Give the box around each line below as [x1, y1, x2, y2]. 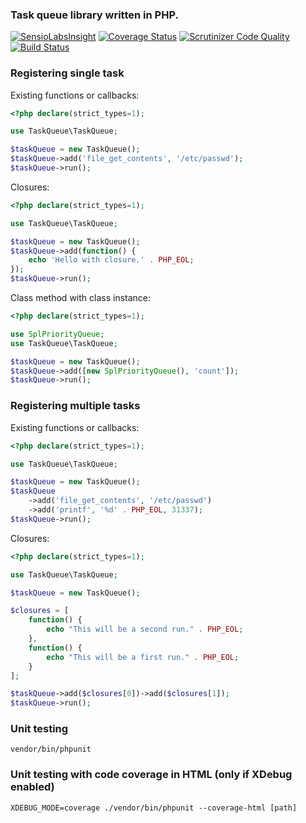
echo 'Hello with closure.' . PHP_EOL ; [28, 255, 195, 265]
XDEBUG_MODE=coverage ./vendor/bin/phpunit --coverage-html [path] [10, 803, 298, 813]
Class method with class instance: [10, 292, 152, 304]
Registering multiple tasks [10, 399, 141, 413]
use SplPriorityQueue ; [10, 329, 105, 339]
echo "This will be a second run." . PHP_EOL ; [46, 624, 244, 635]
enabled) [10, 780, 55, 794]
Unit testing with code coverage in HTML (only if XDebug [10, 768, 293, 782]
